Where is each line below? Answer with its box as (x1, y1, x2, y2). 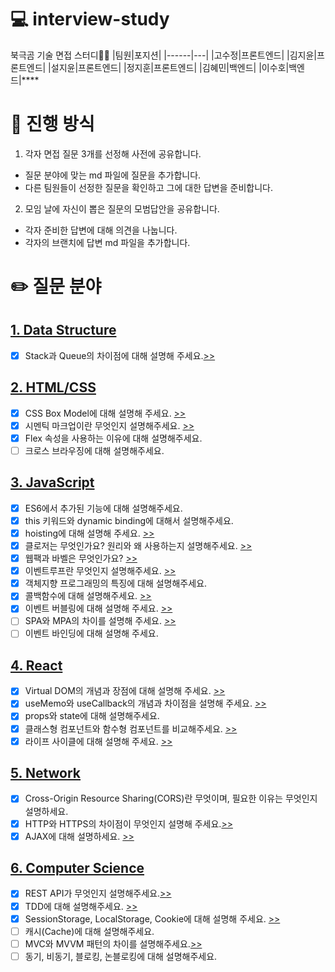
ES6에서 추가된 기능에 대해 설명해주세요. (24, 502, 183, 514)
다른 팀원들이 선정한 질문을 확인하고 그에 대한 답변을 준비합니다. (24, 181, 273, 193)
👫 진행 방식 (10, 113, 95, 136)
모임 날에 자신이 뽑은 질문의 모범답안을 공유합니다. (24, 202, 220, 215)
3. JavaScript (10, 474, 95, 491)
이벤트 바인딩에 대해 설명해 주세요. (24, 627, 159, 640)
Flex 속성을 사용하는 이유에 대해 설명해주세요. (24, 432, 203, 444)
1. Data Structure (10, 322, 117, 339)
